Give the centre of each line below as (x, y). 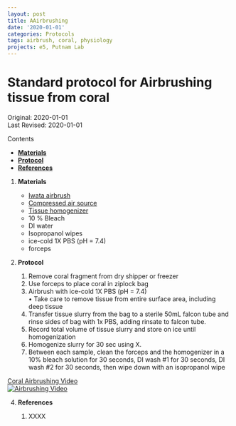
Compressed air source (63, 203)
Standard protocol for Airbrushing (110, 82)
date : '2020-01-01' (36, 27)
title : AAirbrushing (38, 21)
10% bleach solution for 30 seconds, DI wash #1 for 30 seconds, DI (127, 359)
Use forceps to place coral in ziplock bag (88, 283)
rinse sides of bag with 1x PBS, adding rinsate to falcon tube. (117, 321)
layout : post (27, 14)
